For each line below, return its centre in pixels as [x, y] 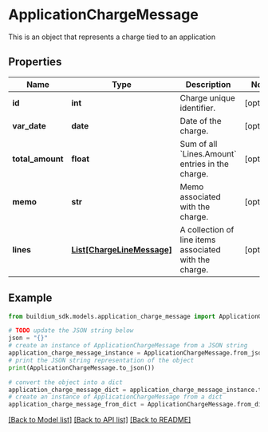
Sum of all [199, 144]
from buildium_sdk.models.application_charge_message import [112, 316]
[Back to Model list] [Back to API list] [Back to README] [100, 420]
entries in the [204, 164]
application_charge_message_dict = [67, 390]
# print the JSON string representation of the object [101, 360]
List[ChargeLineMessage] [122, 249]
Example [30, 298]
